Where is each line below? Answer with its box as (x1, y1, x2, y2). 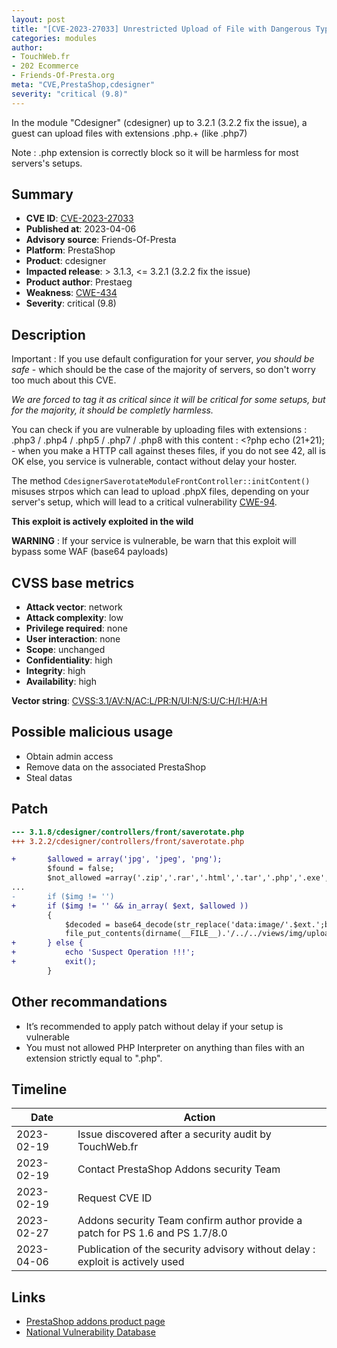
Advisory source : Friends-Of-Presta (25, 234, 177, 246)
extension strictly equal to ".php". (25, 1052, 163, 1064)
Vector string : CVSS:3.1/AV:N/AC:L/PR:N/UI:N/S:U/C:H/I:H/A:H (11, 695, 268, 707)
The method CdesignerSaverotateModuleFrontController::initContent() (11, 475, 311, 487)
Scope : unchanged (25, 644, 106, 656)
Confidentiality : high (25, 654, 113, 666)
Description (11, 326, 86, 343)
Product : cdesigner (25, 255, 107, 267)
